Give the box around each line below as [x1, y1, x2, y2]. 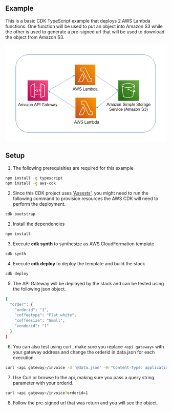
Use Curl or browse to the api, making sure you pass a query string [12, 374, 155, 380]
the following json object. [12, 286, 67, 292]
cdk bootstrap [5, 211, 36, 217]
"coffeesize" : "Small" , [14, 318, 66, 323]
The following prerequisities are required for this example [12, 165, 134, 171]
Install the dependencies [12, 221, 65, 227]
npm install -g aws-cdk [5, 181, 56, 186]
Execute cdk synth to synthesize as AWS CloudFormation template [12, 241, 155, 247]
